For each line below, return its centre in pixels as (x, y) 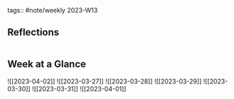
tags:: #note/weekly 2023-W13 (53, 10)
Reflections (33, 32)
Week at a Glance (47, 64)
